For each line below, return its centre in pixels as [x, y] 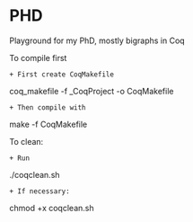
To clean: [26, 141]
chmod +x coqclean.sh [52, 208]
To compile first [38, 58]
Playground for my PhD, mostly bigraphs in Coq [97, 40]
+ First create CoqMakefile [62, 74]
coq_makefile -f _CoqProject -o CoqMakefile [92, 91]
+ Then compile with [48, 107]
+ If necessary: [39, 191]
